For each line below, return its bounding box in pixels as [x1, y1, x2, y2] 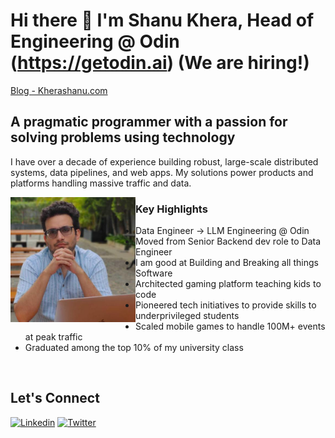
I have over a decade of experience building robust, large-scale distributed [10, 155, 319, 168]
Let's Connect [10, 390, 100, 407]
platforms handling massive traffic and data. [10, 177, 192, 189]
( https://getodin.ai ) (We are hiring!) [10, 52, 310, 74]
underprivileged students [135, 310, 240, 322]
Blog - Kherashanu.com [10, 84, 108, 96]
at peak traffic [24, 331, 83, 343]
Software [135, 267, 173, 279]
